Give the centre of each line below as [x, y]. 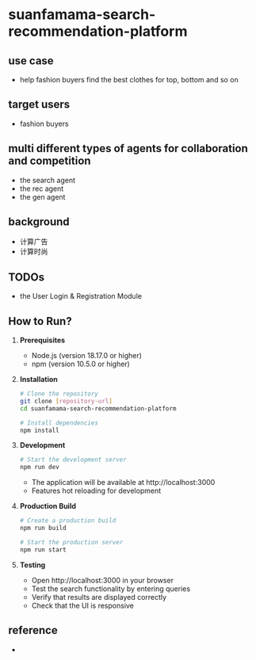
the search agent [48, 180]
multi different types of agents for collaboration [128, 149]
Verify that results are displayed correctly [99, 597]
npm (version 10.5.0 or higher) [81, 364]
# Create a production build [68, 521]
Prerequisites [42, 340]
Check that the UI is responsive [83, 605]
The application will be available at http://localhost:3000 [123, 483]
